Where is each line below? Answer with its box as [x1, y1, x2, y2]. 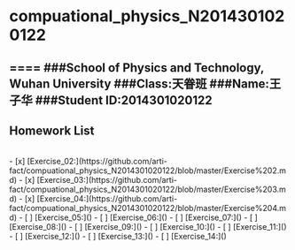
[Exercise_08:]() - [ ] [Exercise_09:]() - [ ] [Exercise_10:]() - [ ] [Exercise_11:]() [9, 222, 287, 232]
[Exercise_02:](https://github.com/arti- [27, 156, 168, 167]
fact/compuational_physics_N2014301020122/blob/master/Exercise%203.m [9, 184, 286, 195]
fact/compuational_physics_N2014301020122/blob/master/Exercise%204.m [9, 203, 286, 214]
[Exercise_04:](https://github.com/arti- [36, 193, 178, 204]
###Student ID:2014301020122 [35, 93, 213, 108]
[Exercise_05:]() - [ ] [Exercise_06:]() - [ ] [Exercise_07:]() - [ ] [35, 212, 259, 223]
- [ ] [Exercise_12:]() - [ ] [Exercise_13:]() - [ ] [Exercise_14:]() [9, 231, 228, 242]
